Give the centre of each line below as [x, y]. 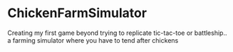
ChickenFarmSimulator [77, 13]
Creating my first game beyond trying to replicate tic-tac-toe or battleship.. [117, 33]
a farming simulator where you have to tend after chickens [93, 40]
